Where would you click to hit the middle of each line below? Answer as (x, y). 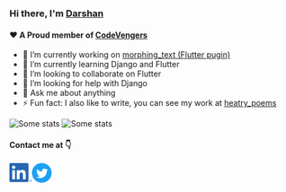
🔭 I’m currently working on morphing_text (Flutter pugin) (126, 55)
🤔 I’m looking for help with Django (85, 83)
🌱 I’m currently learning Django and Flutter (101, 65)
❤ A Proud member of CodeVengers (79, 35)
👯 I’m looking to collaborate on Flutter (92, 74)
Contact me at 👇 (40, 144)
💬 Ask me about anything (69, 93)
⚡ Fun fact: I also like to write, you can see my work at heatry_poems (149, 103)
